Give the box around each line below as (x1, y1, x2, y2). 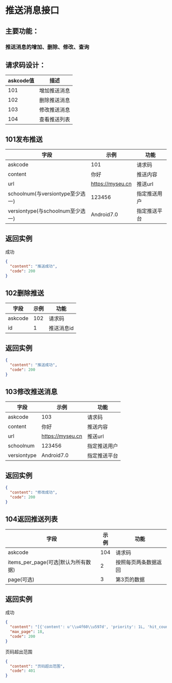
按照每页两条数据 (115, 558, 157, 566)
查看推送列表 (39, 116, 71, 123)
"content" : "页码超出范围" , (10, 664, 65, 669)
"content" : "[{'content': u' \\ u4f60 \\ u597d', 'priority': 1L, (10, 625, 145, 630)
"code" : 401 (10, 668, 36, 674)
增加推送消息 (39, 87, 71, 94)
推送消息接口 (5, 5, 60, 16)
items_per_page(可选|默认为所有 (8, 558, 86, 566)
